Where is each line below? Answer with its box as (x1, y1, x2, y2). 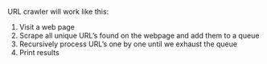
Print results (18, 48, 60, 57)
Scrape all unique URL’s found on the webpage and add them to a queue (18, 31, 260, 40)
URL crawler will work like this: (7, 7, 109, 16)
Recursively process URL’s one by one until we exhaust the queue (18, 39, 238, 49)
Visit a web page (18, 22, 76, 31)
